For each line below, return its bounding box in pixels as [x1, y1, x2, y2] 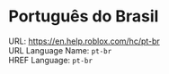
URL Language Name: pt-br [8, 45, 112, 55]
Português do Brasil [8, 6, 159, 27]
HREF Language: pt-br [8, 54, 93, 65]
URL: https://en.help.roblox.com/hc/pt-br [8, 36, 161, 46]
